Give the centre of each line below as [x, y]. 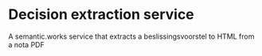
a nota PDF [27, 44]
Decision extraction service [102, 15]
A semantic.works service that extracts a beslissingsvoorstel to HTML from [131, 36]
